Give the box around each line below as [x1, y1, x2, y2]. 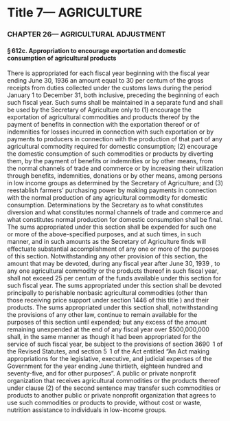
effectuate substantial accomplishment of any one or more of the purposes [7, 245, 220, 253]
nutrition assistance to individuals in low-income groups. [7, 406, 167, 414]
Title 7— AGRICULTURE [7, 5, 143, 21]
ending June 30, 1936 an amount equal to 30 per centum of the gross [7, 76, 204, 85]
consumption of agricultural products [7, 54, 117, 62]
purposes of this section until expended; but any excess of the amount [7, 318, 207, 327]
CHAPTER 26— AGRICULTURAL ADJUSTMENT [7, 30, 166, 39]
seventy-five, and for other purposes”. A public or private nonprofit [7, 369, 196, 378]
